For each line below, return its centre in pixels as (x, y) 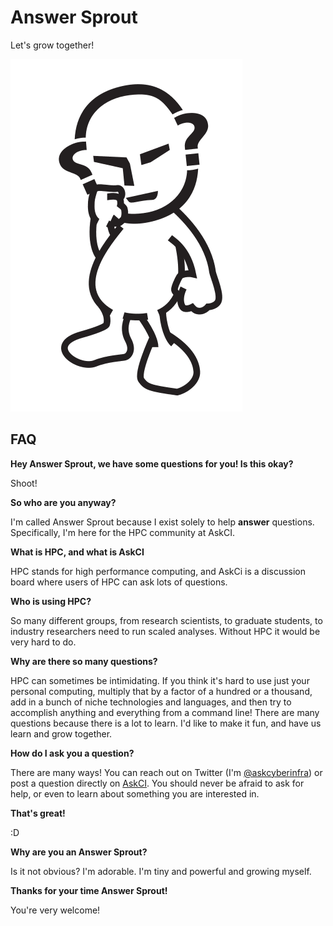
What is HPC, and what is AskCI (77, 552)
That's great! (38, 813)
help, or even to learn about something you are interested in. (135, 793)
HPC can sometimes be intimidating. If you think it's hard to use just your (160, 680)
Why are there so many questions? (84, 661)
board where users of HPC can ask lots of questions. (119, 582)
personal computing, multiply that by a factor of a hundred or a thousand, (161, 691)
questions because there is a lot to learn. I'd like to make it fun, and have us (166, 723)
